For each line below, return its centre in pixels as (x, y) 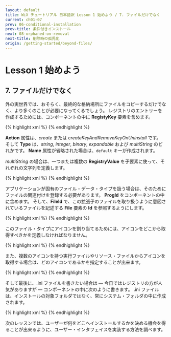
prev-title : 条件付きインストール (38, 29)
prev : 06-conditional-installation (43, 24)
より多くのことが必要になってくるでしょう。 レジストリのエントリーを (88, 110)
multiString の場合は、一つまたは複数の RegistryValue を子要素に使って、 (83, 161)
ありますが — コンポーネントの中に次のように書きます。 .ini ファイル (87, 289)
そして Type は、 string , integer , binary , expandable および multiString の (82, 144)
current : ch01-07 (24, 19)
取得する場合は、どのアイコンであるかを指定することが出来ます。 (74, 262)
